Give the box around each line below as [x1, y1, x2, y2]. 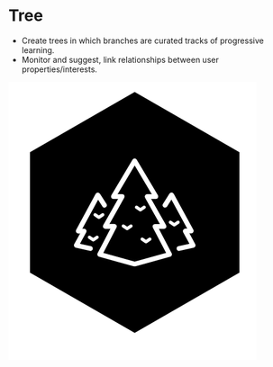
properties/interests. [21, 64, 98, 75]
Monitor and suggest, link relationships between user [21, 54, 220, 65]
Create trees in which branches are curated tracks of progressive [21, 35, 265, 46]
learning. [21, 44, 55, 55]
